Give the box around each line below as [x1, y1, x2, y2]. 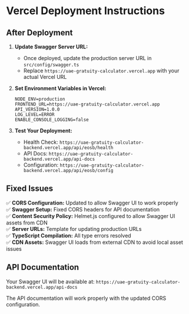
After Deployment [6, 28, 73, 38]
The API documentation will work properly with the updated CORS [6, 295, 167, 302]
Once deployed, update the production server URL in [23, 55, 152, 61]
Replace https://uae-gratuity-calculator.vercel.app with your [23, 67, 180, 74]
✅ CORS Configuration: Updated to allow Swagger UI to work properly [6, 199, 178, 206]
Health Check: [23, 138, 58, 146]
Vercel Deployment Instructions [6, 4, 165, 18]
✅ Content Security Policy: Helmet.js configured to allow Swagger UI [6, 212, 175, 219]
